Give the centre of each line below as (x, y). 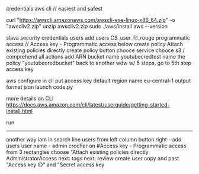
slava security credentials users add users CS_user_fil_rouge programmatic (98, 38)
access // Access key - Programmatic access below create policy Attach (95, 44)
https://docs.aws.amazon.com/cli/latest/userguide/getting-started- (88, 105)
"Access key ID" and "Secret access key (55, 165)
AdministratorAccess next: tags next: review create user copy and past (93, 158)
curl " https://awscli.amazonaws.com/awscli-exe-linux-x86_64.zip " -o (91, 20)
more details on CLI (30, 98)
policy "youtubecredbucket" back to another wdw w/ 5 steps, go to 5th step (99, 63)
